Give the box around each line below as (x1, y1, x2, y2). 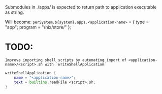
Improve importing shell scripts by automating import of (5, 58, 127, 63)
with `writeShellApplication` (44, 62, 107, 67)
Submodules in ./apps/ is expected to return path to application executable (5, 4, 157, 10)
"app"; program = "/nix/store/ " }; (5, 24, 71, 30)
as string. (5, 9, 24, 15)
